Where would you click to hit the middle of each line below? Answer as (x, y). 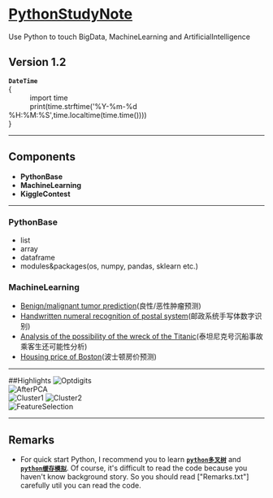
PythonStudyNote (70, 14)
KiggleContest (45, 194)
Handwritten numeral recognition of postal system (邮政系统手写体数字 (137, 316)
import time (49, 98)
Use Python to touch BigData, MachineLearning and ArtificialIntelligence (129, 37)
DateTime (23, 81)
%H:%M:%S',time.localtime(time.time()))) (78, 115)
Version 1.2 (37, 62)
